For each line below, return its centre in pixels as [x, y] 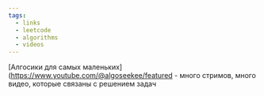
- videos [30, 45]
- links [28, 23]
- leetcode [33, 30]
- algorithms [37, 37]
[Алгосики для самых [45, 67]
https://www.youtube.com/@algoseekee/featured [92, 76]
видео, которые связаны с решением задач [82, 84]
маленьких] [103, 67]
